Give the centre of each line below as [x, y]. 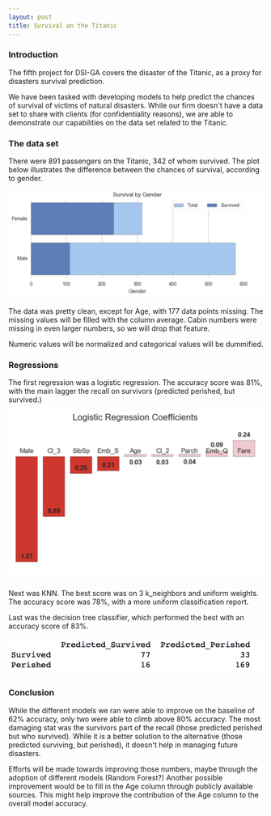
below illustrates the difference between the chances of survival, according [134, 170]
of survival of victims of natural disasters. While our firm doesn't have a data [136, 105]
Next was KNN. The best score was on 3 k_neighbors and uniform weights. [133, 593]
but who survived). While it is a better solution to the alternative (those [125, 736]
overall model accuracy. [48, 803]
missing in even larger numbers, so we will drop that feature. [109, 328]
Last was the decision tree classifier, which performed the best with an [126, 617]
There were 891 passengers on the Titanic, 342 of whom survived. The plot [134, 161]
